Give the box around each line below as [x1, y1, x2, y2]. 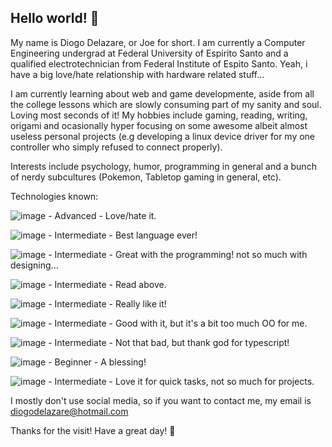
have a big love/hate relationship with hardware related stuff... [10, 68, 265, 80]
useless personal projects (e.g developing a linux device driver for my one [10, 130, 316, 142]
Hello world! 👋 [10, 10, 100, 27]
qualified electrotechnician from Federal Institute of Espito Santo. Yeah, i [10, 57, 308, 70]
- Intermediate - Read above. [48, 278, 167, 290]
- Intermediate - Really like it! [48, 297, 167, 310]
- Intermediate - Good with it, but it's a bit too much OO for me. [48, 317, 308, 329]
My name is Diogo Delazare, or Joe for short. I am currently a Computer [10, 36, 306, 48]
